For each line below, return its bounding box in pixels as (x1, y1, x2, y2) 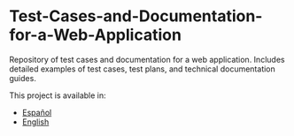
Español (21, 107, 52, 117)
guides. (9, 72, 37, 83)
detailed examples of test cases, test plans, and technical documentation (9, 64, 276, 74)
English (21, 117, 50, 127)
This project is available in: (9, 90, 106, 101)
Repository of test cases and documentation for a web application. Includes (9, 54, 285, 64)
